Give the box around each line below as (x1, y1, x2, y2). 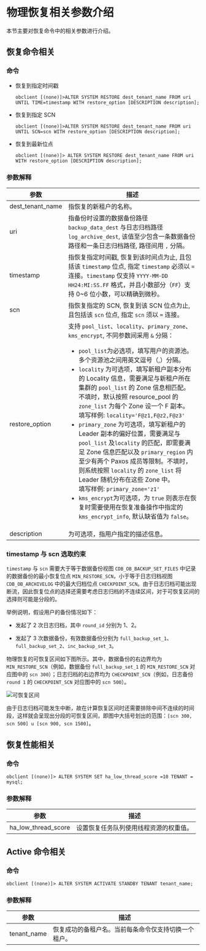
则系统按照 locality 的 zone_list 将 (78, 466, 182, 474)
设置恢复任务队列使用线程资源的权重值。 (76, 823, 193, 832)
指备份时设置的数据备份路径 (68, 214, 148, 222)
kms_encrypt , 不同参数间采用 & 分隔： (68, 331, 174, 339)
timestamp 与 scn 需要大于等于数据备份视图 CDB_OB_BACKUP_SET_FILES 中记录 (6, 565, 196, 572)
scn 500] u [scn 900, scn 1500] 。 (6, 720, 94, 727)
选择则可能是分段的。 (6, 596, 60, 603)
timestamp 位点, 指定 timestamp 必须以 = (82, 262, 195, 271)
